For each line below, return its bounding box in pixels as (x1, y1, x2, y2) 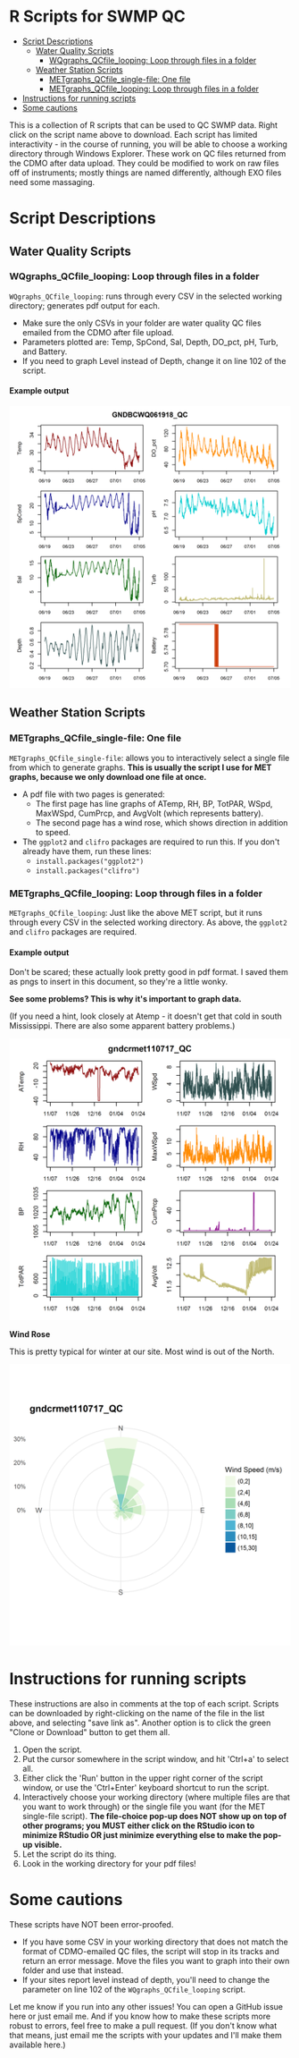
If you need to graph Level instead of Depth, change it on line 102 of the (21, 355, 287, 366)
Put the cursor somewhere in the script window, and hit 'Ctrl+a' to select (21, 1754, 289, 1765)
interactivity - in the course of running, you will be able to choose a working (9, 139, 287, 149)
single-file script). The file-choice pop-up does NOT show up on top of (21, 1811, 287, 1822)
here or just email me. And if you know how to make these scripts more (9, 2011, 270, 2022)
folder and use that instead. (21, 1965, 124, 1976)
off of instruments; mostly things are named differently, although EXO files (9, 167, 282, 178)
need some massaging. (9, 176, 96, 187)
